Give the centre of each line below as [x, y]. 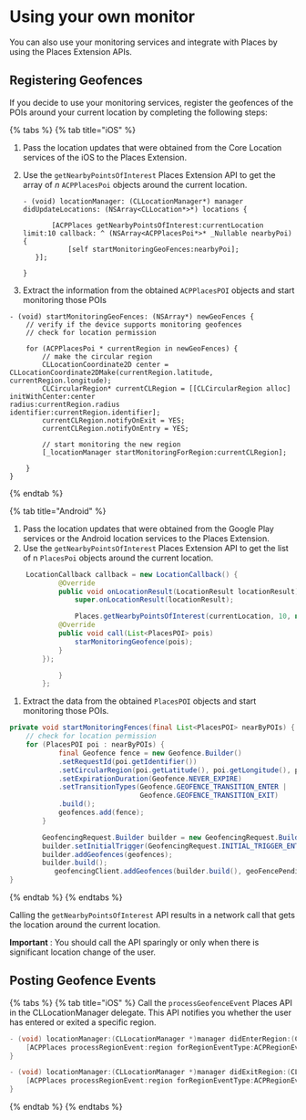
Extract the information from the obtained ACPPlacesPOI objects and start [158, 290]
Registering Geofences [76, 81]
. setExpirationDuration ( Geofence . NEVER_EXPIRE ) [150, 779]
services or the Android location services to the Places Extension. [146, 538]
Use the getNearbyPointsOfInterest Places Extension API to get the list [155, 548]
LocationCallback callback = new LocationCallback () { [132, 574]
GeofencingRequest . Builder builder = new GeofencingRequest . [161, 837]
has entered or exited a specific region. [83, 1022]
